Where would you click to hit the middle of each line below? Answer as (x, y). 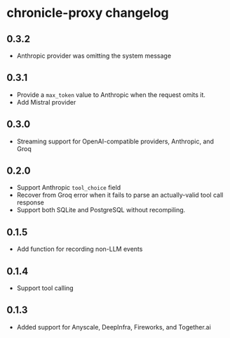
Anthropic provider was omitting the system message (94, 56)
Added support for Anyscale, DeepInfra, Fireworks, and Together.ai (114, 327)
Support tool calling (45, 288)
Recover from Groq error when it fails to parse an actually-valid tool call (120, 195)
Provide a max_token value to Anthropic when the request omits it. (111, 95)
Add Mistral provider (46, 102)
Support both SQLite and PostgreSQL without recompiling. (101, 210)
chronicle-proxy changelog (88, 13)
